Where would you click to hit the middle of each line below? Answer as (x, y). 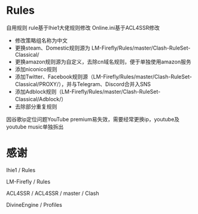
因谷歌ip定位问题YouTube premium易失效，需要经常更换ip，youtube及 (93, 119)
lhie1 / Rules (21, 170)
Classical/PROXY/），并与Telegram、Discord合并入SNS (83, 84)
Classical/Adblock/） (41, 99)
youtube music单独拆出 (35, 127)
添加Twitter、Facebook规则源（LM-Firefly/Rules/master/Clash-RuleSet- (103, 77)
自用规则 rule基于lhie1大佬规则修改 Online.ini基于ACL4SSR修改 (83, 27)
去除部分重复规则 (36, 106)
